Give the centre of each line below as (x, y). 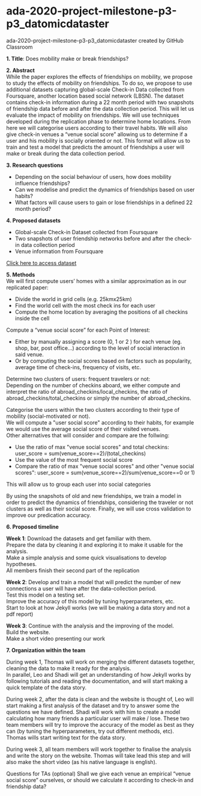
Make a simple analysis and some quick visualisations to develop (86, 558)
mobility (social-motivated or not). (48, 416)
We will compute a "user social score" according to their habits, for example (100, 422)
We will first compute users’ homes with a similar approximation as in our (96, 281)
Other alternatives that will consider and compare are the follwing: (88, 435)
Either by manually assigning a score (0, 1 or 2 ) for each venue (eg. (98, 341)
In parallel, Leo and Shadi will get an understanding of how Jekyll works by (99, 674)
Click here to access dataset (41, 263)
